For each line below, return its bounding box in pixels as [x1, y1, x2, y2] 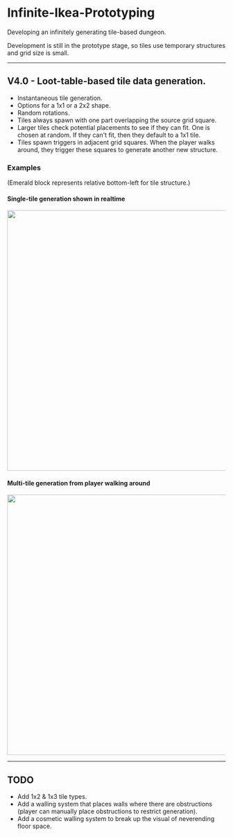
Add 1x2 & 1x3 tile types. [17, 793, 87, 801]
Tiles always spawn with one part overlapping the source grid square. [17, 116, 217, 124]
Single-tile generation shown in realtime [7, 194, 126, 203]
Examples [7, 163, 42, 172]
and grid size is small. [7, 49, 69, 57]
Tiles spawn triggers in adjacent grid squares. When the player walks [17, 138, 215, 147]
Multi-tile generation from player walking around [7, 479, 150, 487]
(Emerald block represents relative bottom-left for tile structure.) [7, 179, 191, 187]
